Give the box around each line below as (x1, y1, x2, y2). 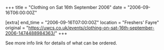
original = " (5, 25, 29, 31)
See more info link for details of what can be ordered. (5, 40, 117, 46)
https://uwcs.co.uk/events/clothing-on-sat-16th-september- (28, 25, 155, 31)
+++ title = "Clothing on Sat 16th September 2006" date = (5, 5, 126, 10)
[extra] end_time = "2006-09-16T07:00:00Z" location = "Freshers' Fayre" (5, 20, 159, 25)
